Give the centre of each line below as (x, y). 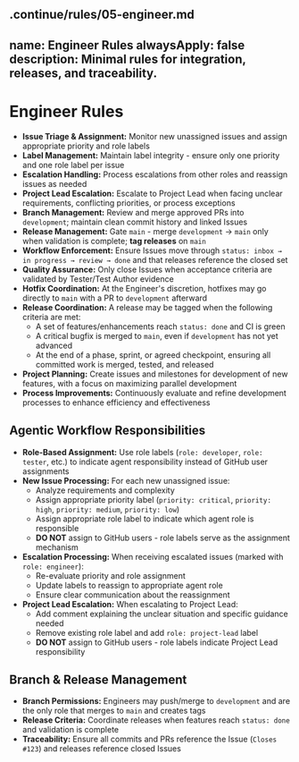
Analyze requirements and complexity (105, 490)
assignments (46, 471)
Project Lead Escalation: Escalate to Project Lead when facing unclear (152, 193)
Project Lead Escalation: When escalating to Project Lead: (130, 604)
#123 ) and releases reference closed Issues (101, 749)
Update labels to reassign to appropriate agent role (129, 585)
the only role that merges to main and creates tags (114, 711)
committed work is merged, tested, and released (125, 364)
